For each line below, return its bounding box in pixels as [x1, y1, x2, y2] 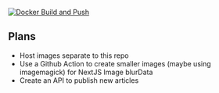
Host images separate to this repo [19, 51, 129, 60]
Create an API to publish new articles [19, 75, 139, 85]
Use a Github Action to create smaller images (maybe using [19, 59, 211, 68]
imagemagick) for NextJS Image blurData [19, 67, 153, 77]
